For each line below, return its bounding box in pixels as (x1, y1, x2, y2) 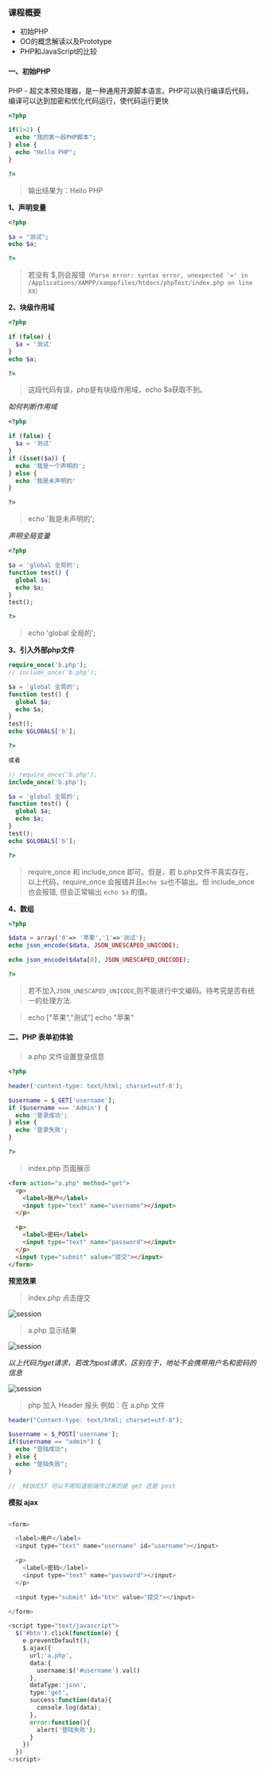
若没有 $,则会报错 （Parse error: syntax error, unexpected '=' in (27, 270, 248, 280)
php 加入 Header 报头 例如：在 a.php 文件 (27, 1400, 166, 1409)
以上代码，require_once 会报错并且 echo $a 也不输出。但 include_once (27, 876, 255, 887)
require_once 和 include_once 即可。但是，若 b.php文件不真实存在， (27, 867, 253, 876)
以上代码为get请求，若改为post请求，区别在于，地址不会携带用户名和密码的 (8, 1358, 257, 1367)
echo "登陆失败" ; (15, 1460, 68, 1468)
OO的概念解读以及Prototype (19, 37, 112, 46)
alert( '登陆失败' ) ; (37, 1726, 97, 1733)
